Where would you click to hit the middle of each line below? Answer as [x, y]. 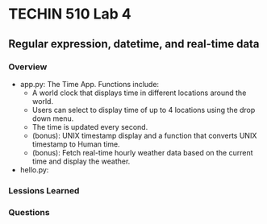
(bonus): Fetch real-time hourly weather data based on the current [142, 152]
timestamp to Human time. [76, 144]
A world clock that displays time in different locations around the [139, 93]
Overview [28, 67]
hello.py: [34, 169]
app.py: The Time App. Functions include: [90, 84]
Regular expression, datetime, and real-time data [134, 44]
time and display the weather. [81, 161]
